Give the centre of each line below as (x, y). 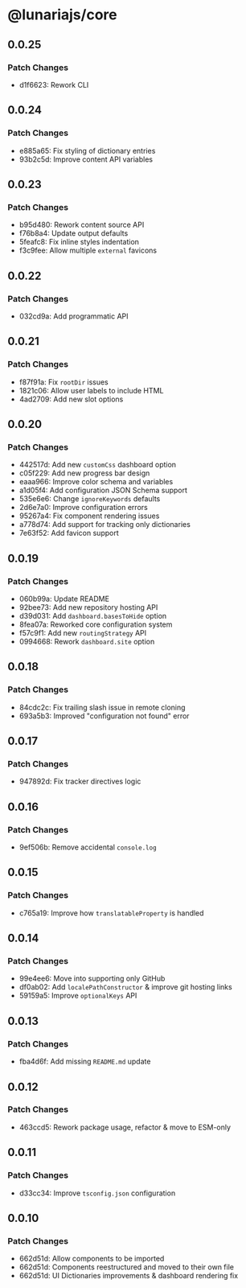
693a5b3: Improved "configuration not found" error (104, 716)
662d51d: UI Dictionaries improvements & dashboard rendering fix (129, 1276)
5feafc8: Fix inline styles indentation (79, 242)
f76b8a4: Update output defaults (74, 233)
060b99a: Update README (64, 599)
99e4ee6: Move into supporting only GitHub (92, 978)
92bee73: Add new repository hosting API (88, 607)
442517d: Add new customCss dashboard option (98, 465)
